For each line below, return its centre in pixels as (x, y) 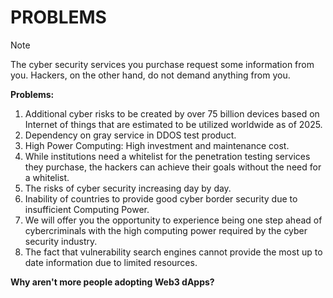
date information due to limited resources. (111, 262)
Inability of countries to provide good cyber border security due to (161, 198)
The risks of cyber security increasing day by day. (128, 188)
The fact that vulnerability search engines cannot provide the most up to (173, 252)
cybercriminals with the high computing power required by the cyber (166, 230)
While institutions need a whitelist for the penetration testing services (167, 156)
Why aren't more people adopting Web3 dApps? (112, 282)
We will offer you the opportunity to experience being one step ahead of (173, 220)
